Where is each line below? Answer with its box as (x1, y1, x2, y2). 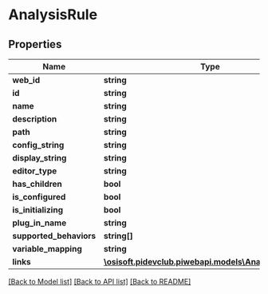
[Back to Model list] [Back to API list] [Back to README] (8, 277, 191, 286)
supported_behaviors (12, 230, 97, 241)
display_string (12, 153, 67, 163)
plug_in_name (12, 217, 67, 228)
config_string (12, 140, 65, 150)
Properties (8, 38, 62, 51)
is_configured (12, 192, 66, 202)
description (12, 113, 57, 125)
